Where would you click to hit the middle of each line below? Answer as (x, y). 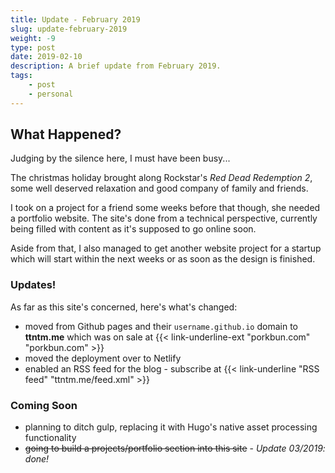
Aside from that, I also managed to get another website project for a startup (166, 248)
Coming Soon (44, 405)
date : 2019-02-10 (46, 57)
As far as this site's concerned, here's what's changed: (124, 307)
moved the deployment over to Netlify (103, 358)
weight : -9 (33, 38)
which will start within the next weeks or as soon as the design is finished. (163, 259)
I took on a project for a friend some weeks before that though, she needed (165, 208)
